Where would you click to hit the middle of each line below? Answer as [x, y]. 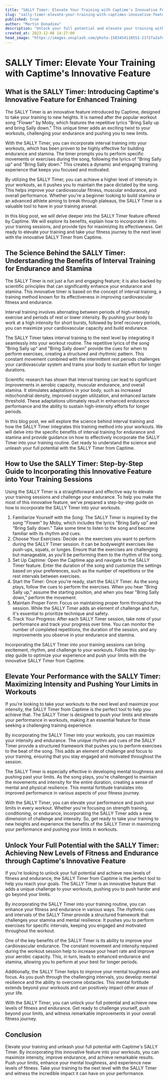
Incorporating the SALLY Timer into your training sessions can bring [75, 644]
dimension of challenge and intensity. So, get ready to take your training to [82, 819]
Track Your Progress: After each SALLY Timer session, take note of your [87, 619]
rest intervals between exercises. [46, 576]
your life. [14, 993]
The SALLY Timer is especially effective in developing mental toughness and [84, 771]
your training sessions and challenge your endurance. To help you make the [83, 497]
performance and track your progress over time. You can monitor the [83, 624]
